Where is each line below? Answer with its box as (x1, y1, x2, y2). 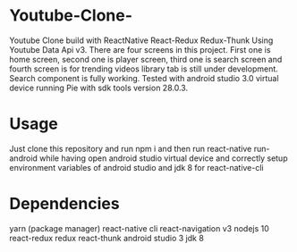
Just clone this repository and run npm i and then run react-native (9, 143, 252, 154)
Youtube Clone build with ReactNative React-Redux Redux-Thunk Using (9, 35, 274, 46)
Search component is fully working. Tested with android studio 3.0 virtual (9, 72, 279, 83)
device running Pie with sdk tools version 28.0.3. (9, 82, 189, 93)
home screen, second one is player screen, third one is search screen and (9, 54, 283, 64)
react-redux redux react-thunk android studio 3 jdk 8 (9, 232, 204, 243)
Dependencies (9, 194, 120, 214)
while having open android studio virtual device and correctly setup (39, 153, 288, 164)
